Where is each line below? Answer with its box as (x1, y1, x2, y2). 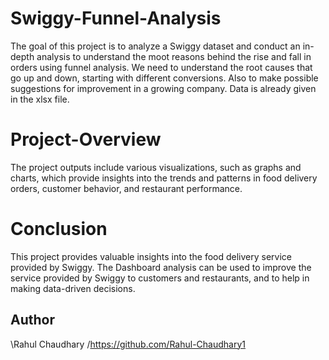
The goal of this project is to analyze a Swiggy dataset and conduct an (10, 40, 301, 52)
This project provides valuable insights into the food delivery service (10, 250, 292, 262)
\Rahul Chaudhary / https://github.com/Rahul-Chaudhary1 (10, 338, 246, 350)
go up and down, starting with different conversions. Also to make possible (10, 72, 319, 84)
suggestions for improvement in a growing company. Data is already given (10, 82, 317, 94)
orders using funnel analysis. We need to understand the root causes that (10, 61, 313, 73)
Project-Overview (10, 128, 162, 151)
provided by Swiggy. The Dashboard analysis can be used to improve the (10, 261, 312, 273)
